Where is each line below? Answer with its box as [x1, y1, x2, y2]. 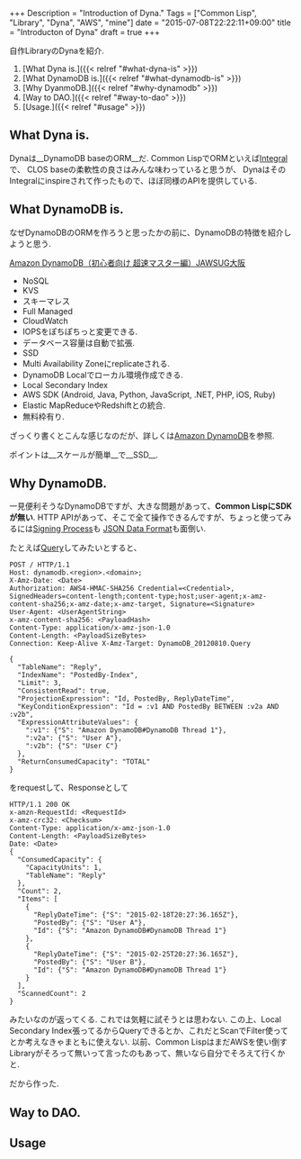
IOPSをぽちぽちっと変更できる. [22, 326, 137, 337]
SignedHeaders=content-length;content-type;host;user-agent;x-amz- [9, 592, 268, 602]
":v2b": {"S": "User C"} [25, 742, 119, 751]
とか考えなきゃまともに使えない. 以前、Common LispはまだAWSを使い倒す [9, 1037, 288, 1047]
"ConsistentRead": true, [17, 686, 111, 696]
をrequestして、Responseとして [9, 783, 128, 793]
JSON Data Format [102, 523, 173, 534]
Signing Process [32, 523, 93, 534]
